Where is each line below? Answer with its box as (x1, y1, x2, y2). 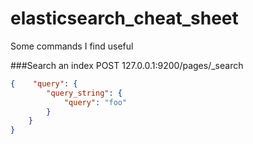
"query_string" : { (46, 88, 123, 98)
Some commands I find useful (10, 40, 134, 52)
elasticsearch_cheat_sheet (10, 7, 239, 30)
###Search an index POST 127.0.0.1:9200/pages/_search (10, 59, 244, 71)
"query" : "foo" (63, 97, 128, 107)
